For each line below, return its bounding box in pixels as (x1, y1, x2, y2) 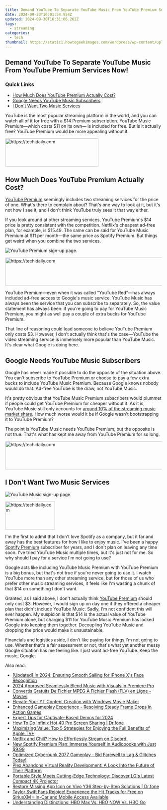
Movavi (12, 693, 28, 699)
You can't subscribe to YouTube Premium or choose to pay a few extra (5, 375, 150, 381)
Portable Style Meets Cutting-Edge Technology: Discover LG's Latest (12, 773, 154, 779)
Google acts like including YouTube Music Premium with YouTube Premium (5, 564, 158, 570)
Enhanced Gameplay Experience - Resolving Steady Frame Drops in (12, 704, 152, 710)
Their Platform (12, 767, 42, 774)
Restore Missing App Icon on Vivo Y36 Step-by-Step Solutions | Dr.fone (12, 783, 160, 789)
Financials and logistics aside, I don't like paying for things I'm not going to (5, 637, 158, 643)
